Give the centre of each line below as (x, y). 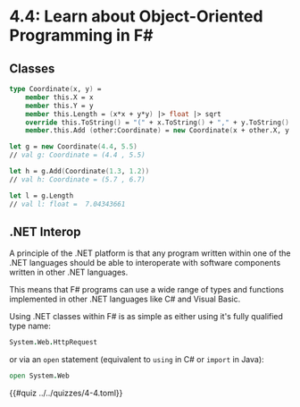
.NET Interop (45, 231)
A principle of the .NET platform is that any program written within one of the (150, 253)
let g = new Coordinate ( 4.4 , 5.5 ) (74, 147)
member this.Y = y (59, 106)
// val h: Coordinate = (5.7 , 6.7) (77, 179)
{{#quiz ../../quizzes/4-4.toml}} (66, 393)
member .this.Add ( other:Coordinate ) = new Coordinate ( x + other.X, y (158, 131)
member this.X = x (59, 97)
